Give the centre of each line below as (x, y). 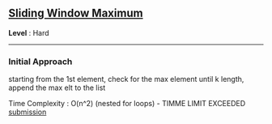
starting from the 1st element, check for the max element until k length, (126, 79)
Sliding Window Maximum (76, 13)
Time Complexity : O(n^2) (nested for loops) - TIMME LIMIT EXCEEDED (127, 104)
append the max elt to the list (57, 88)
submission (28, 112)
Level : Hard (29, 32)
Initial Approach (40, 62)
